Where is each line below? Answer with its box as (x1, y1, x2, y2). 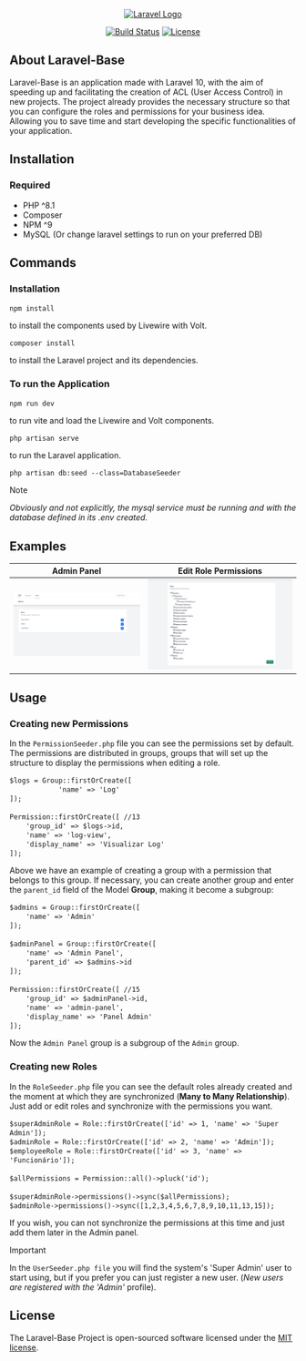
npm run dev (9, 399, 55, 409)
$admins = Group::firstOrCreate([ (9, 903, 141, 913)
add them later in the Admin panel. (9, 1226, 139, 1238)
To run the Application (9, 378, 110, 391)
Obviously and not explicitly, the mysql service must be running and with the (9, 502, 297, 514)
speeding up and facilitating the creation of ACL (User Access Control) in (9, 87, 284, 97)
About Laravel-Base (9, 53, 126, 68)
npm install (9, 304, 55, 313)
